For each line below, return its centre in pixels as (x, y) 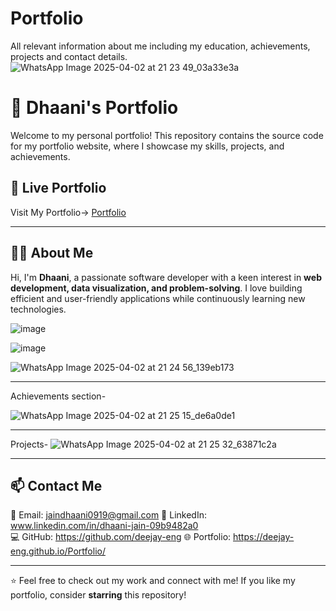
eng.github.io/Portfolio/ (58, 551)
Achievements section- (58, 396)
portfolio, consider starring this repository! (98, 595)
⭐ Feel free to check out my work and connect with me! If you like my (153, 581)
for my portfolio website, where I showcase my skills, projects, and (147, 146)
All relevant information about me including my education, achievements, (160, 46)
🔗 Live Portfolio (58, 188)
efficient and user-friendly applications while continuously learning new (158, 298)
